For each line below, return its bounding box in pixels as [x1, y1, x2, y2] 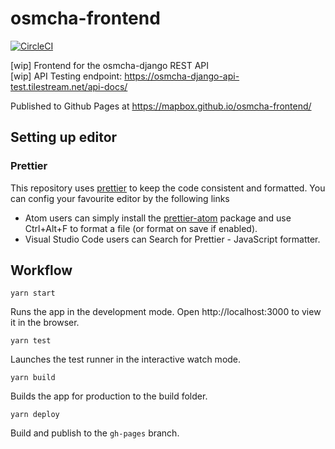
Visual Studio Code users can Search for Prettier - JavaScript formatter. [24, 233, 321, 245]
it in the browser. [10, 317, 80, 329]
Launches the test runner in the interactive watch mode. [10, 353, 242, 366]
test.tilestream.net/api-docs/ [10, 80, 128, 92]
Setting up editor [10, 129, 118, 146]
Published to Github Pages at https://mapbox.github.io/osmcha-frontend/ [10, 100, 312, 112]
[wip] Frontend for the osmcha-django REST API [10, 59, 210, 71]
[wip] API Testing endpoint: [10, 70, 123, 82]
